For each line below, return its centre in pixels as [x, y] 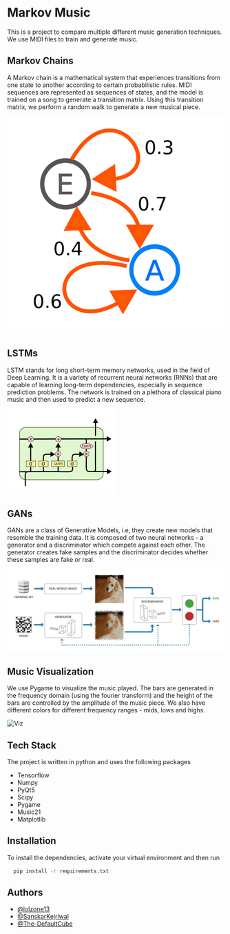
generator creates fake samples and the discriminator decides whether [108, 552]
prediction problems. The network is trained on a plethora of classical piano [114, 392]
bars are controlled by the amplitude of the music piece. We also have [106, 703]
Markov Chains [40, 61]
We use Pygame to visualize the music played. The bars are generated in [111, 688]
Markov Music [49, 13]
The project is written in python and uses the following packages [99, 761]
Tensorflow [33, 775]
